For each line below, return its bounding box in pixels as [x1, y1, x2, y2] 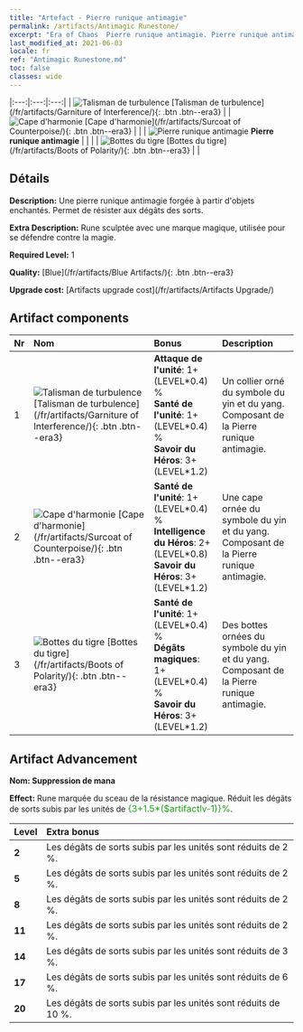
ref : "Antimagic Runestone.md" [9, 55, 127, 64]
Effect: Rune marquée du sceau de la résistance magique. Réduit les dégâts [9, 793, 292, 804]
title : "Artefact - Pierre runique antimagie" [9, 13, 188, 23]
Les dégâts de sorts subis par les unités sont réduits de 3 [46, 945, 289, 958]
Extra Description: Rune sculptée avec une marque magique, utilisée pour [9, 222, 286, 233]
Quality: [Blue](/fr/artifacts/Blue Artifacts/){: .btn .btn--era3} [9, 267, 234, 277]
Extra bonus [46, 826, 100, 839]
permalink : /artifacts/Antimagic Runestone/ [9, 22, 179, 31]
